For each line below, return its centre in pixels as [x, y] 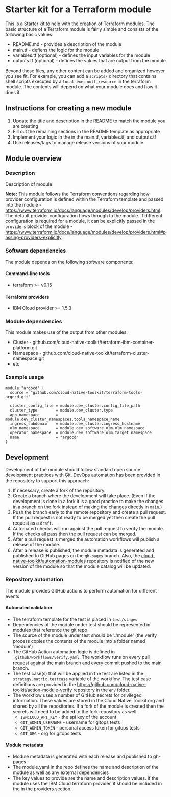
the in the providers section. [42, 789]
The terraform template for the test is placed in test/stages [75, 619]
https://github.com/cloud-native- [112, 685]
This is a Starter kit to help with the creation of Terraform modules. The [80, 24]
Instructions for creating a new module [68, 108]
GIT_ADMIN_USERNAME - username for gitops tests [70, 722]
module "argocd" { [25, 388]
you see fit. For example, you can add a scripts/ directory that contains [81, 76]
